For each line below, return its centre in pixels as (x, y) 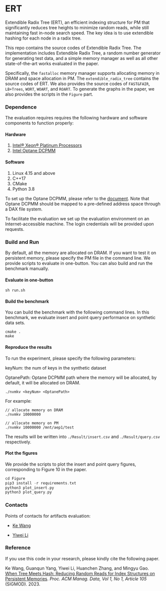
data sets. (15, 323)
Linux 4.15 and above (34, 173)
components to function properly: (39, 123)
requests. (15, 229)
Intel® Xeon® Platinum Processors (47, 145)
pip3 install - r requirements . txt (41, 483)
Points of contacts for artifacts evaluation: (48, 516)
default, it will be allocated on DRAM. (43, 382)
